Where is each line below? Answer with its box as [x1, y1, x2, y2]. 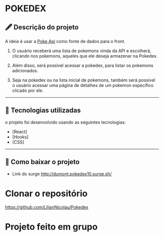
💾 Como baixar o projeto [5, 158, 80, 166]
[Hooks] [12, 134, 29, 140]
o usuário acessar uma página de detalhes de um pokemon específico [12, 83, 154, 88]
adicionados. [12, 68, 38, 73]
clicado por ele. [12, 87, 44, 93]
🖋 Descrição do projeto [5, 23, 79, 31]
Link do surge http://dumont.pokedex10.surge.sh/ [12, 171, 112, 176]
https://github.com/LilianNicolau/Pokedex [5, 204, 89, 210]
